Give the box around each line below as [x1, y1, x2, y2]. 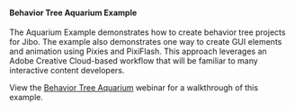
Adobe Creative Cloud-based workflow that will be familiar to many [9, 55, 258, 66]
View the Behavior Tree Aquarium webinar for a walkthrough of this [9, 82, 259, 93]
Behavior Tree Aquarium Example [9, 7, 138, 18]
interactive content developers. [9, 65, 125, 76]
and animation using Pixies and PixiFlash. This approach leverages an [9, 46, 267, 57]
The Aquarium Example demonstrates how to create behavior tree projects [9, 27, 286, 38]
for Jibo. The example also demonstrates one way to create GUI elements [9, 37, 282, 47]
